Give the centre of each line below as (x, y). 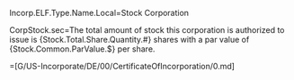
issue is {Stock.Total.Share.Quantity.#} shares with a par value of (129, 40)
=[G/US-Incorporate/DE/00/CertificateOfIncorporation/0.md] (122, 66)
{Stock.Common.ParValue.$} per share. (82, 49)
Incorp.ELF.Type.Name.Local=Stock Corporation (99, 13)
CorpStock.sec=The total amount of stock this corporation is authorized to (147, 30)
